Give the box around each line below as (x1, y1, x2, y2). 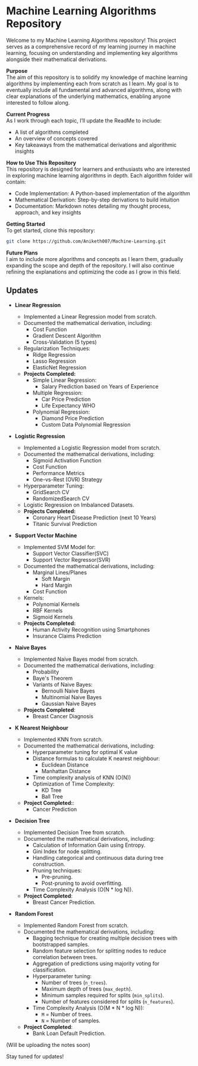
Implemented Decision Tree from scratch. (23, 829, 126, 836)
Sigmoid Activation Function (32, 457, 102, 464)
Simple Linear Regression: (32, 376, 97, 384)
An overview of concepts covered (14, 134, 98, 142)
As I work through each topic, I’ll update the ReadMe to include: (6, 117, 162, 124)
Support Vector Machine (14, 532, 77, 539)
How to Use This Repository (6, 159, 77, 166)
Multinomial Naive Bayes (41, 693, 102, 700)
